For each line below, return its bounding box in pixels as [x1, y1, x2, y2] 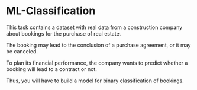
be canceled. [6, 47, 38, 54]
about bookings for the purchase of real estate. [6, 30, 121, 37]
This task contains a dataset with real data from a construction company [6, 24, 183, 31]
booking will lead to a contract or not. [6, 65, 98, 72]
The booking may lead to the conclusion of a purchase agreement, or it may [6, 41, 191, 49]
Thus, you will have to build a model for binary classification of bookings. [6, 77, 185, 84]
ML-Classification [6, 4, 96, 18]
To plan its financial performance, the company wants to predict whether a [6, 59, 188, 66]
